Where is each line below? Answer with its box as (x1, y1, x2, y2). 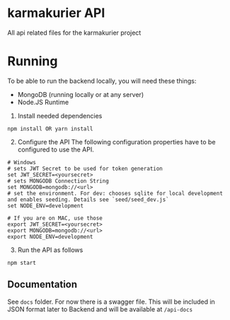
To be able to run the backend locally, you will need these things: (7, 76, 197, 85)
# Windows (7, 159, 37, 166)
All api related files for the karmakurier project (7, 28, 142, 37)
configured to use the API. (17, 145, 94, 154)
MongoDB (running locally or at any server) (17, 90, 144, 98)
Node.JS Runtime (17, 98, 69, 106)
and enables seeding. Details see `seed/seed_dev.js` (7, 196, 170, 203)
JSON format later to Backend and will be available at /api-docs (7, 304, 193, 313)
